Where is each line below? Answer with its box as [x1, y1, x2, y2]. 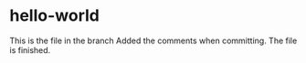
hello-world [9, 5, 100, 26]
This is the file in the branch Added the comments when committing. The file [9, 35, 298, 46]
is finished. [9, 44, 51, 55]
